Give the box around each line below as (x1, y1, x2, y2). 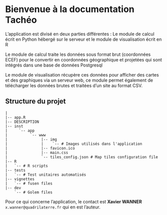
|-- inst (5, 123, 24, 129)
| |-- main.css (5, 150, 69, 155)
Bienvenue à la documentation (5, 4, 134, 15)
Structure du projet (5, 97, 66, 106)
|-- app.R (5, 115, 26, 120)
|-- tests (5, 168, 26, 173)
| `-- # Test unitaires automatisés (5, 172, 86, 177)
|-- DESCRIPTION (5, 119, 39, 124)
